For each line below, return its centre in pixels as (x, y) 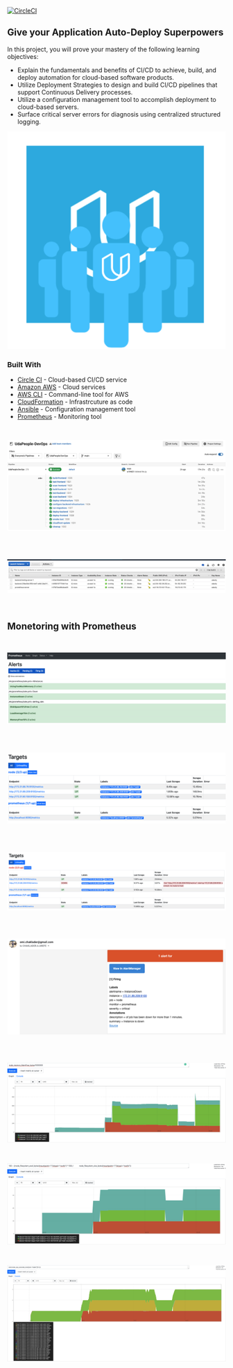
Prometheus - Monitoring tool (59, 417)
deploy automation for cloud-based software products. (96, 77)
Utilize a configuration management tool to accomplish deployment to (116, 99)
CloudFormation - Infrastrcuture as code (75, 402)
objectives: (23, 56)
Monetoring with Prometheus (72, 626)
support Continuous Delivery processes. (75, 92)
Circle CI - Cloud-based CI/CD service (72, 380)
